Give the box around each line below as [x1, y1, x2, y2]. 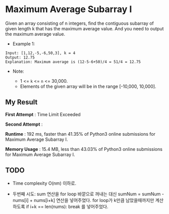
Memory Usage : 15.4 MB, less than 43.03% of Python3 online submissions [5, 146, 163, 152]
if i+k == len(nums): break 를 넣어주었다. [26, 203, 108, 209]
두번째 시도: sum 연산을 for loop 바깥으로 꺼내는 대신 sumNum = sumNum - [12, 191, 164, 197]
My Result [5, 98, 38, 106]
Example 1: [12, 40, 35, 46]
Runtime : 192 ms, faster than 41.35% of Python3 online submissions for [5, 131, 155, 137]
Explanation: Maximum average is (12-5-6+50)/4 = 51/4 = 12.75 [5, 59, 141, 64]
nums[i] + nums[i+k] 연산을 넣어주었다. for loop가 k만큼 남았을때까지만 [12, 197, 154, 203]
